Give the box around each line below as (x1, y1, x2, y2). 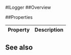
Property (8, 26, 30, 33)
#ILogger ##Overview (5, 5, 51, 10)
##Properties (5, 14, 33, 20)
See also (5, 43, 33, 52)
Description (34, 26, 64, 33)
